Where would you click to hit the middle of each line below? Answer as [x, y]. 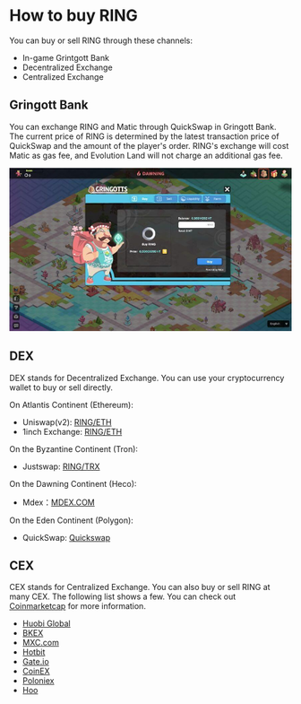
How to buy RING [74, 16]
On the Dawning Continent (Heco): [73, 483]
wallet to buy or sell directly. [61, 387]
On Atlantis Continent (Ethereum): [72, 404]
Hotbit [34, 652]
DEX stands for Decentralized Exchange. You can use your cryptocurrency [147, 378]
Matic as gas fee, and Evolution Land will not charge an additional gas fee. [146, 155]
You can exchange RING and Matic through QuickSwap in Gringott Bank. [143, 126]
